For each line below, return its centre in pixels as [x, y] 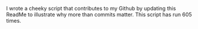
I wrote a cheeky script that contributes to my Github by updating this [91, 8]
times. [14, 21]
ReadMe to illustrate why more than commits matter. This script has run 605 [99, 14]
